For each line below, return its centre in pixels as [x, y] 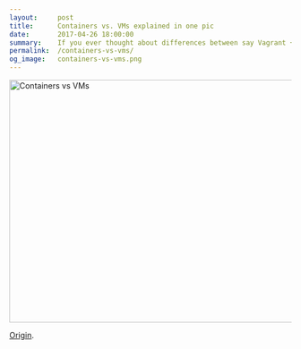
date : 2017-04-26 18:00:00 [72, 34]
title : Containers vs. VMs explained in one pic [112, 26]
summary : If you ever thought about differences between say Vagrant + [152, 43]
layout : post [42, 17]
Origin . [21, 335]
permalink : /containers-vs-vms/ [72, 51]
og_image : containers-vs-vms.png [76, 59]
